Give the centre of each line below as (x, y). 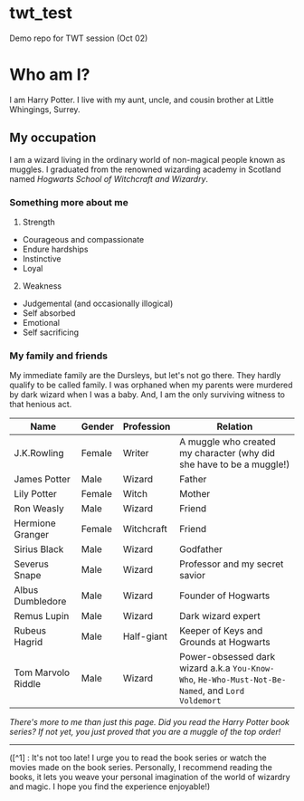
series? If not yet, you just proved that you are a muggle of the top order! (145, 732)
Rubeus (30, 631)
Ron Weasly (39, 509)
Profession (147, 426)
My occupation (53, 138)
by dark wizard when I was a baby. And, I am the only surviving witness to (147, 395)
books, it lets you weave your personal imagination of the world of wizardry (150, 777)
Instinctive (42, 258)
